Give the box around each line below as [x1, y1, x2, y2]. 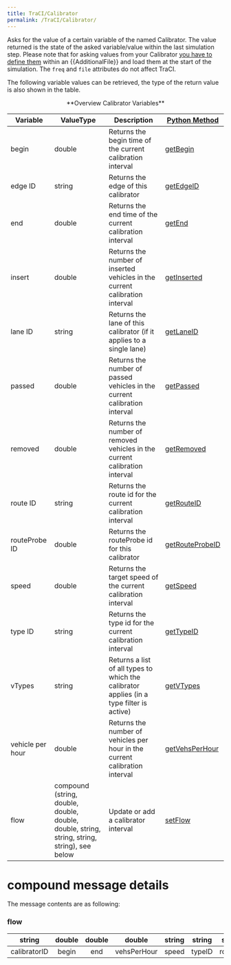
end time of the [109, 210, 158, 219]
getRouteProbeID [164, 539, 221, 549]
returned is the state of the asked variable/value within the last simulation [7, 43, 214, 51]
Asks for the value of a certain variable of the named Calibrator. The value [7, 35, 217, 43]
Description [113, 115, 153, 125]
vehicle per [10, 739, 47, 749]
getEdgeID [164, 181, 199, 190]
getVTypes [164, 680, 201, 690]
